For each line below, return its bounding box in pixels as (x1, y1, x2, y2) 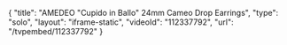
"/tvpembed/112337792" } (8, 26, 104, 36)
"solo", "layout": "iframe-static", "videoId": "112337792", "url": (8, 17, 234, 27)
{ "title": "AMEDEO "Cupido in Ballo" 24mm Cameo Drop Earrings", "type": (8, 8, 279, 18)
